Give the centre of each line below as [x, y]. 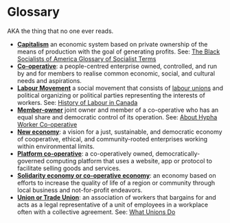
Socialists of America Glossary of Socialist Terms [87, 58]
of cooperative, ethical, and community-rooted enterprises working [112, 139]
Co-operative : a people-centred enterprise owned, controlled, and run [117, 66]
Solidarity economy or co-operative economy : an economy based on [116, 175]
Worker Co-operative [47, 124]
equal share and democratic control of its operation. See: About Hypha [117, 117]
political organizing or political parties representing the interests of [111, 95]
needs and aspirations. [49, 80]
